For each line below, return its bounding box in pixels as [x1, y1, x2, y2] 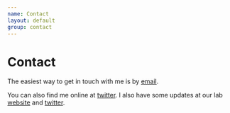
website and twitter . [7, 98, 65, 107]
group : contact [7, 23, 53, 30]
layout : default [7, 17, 55, 24]
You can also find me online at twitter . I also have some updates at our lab [7, 91, 224, 100]
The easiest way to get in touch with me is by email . [7, 77, 159, 85]
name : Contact [7, 10, 50, 18]
